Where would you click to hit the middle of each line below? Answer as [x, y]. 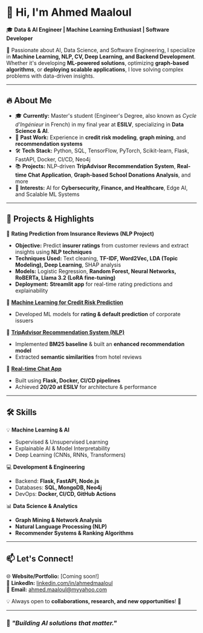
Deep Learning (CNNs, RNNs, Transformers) [70, 455]
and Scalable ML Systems [47, 194]
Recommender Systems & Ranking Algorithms [74, 533]
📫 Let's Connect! [40, 559]
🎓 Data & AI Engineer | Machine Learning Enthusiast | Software [88, 29]
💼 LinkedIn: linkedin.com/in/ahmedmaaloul [60, 583]
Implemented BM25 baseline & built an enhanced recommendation [100, 344]
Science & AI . [32, 130]
